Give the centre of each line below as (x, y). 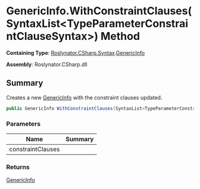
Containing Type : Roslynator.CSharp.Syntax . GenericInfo (76, 52)
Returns (18, 167)
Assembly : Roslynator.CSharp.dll (47, 64)
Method (120, 36)
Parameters (23, 123)
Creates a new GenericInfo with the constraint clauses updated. (84, 97)
